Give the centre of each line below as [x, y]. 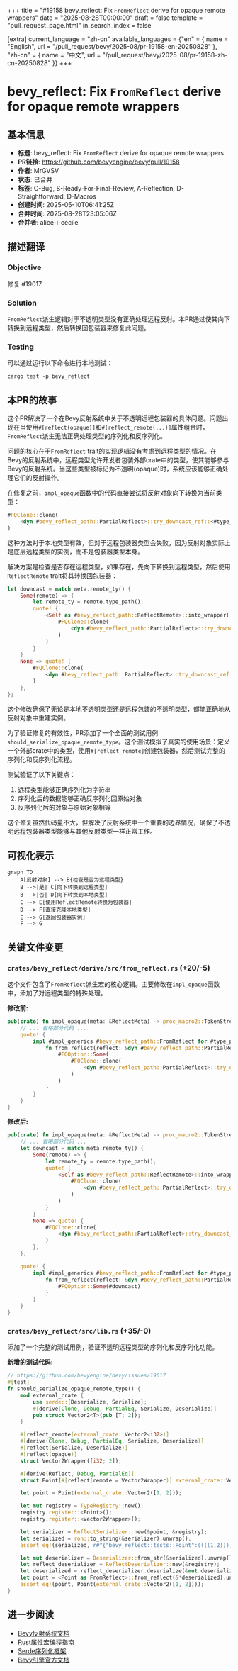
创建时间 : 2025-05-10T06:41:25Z [66, 205]
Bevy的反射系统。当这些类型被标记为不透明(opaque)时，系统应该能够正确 [115, 469]
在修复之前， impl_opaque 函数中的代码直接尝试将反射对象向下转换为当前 [112, 493]
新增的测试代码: [30, 1362]
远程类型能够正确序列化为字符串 [64, 789]
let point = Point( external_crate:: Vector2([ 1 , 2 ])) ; [101, 1493]
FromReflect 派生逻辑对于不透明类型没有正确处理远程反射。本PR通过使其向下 [119, 319]
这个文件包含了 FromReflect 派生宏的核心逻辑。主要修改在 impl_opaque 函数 [114, 984]
